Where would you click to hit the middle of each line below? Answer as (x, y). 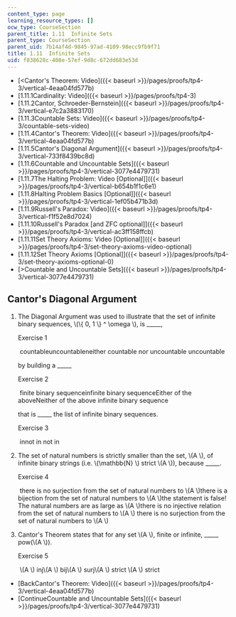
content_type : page (36, 14)
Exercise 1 (32, 338)
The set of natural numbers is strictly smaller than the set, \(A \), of (115, 455)
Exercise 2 (33, 379)
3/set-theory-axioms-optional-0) (66, 262)
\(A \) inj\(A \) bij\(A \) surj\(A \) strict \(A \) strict (90, 569)
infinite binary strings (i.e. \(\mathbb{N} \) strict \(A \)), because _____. (119, 463)
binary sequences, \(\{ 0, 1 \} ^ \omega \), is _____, (90, 323)
